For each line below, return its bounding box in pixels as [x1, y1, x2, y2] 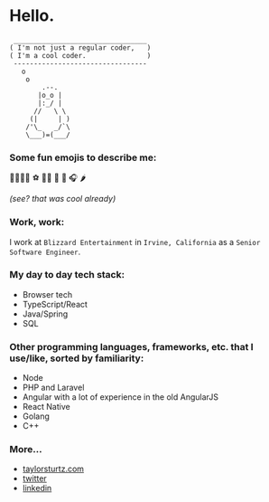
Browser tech [22, 289, 73, 299]
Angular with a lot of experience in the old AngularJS [22, 392, 219, 403]
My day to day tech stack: [9, 269, 125, 281]
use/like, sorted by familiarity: [9, 352, 144, 365]
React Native [22, 402, 70, 412]
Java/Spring [22, 308, 69, 319]
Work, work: [9, 216, 65, 229]
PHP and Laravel [22, 382, 85, 393]
